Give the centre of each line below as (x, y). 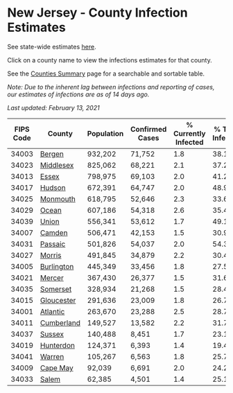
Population (105, 133)
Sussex (52, 334)
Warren (52, 356)
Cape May (57, 367)
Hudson (53, 187)
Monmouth (58, 199)
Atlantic (52, 311)
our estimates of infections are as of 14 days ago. (78, 94)
